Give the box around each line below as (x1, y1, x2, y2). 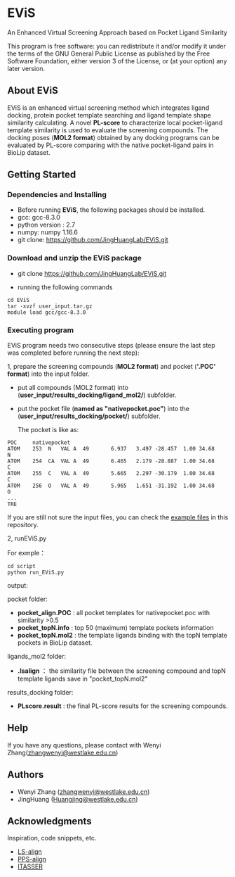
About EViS (7, 84, 58, 96)
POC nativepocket (7, 439, 71, 446)
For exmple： (7, 549, 46, 557)
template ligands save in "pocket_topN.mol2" (17, 674, 148, 683)
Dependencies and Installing (7, 190, 107, 200)
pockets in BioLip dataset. (17, 638, 93, 647)
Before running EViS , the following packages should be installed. (17, 206, 206, 214)
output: (7, 581, 28, 590)
